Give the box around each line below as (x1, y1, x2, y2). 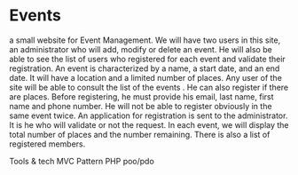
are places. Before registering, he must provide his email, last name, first (9, 91, 274, 102)
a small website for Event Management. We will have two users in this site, (9, 35, 281, 45)
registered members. (9, 139, 86, 149)
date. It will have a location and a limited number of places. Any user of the (9, 72, 282, 83)
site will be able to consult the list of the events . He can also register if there (9, 82, 289, 92)
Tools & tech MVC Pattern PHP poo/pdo (9, 155, 155, 166)
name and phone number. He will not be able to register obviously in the (9, 100, 272, 111)
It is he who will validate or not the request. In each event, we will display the (9, 119, 290, 130)
